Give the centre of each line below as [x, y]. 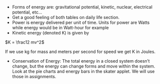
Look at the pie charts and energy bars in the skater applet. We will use [83, 71]
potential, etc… [27, 12]
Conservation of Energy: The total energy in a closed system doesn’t [81, 61]
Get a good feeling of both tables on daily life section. [66, 17]
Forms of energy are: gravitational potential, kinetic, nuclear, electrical [82, 7]
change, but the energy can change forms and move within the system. [84, 66]
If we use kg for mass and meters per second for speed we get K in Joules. [80, 51]
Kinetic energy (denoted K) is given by [50, 33]
